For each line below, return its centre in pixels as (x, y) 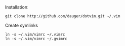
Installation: (17, 7)
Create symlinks (21, 25)
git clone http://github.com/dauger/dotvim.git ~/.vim (63, 16)
